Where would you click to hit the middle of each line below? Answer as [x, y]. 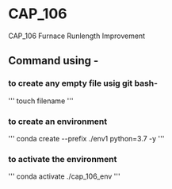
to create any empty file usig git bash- [83, 83]
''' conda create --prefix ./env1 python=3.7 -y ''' [86, 138]
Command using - [54, 61]
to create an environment [58, 121]
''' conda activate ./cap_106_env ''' [64, 176]
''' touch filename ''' [41, 101]
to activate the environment [63, 159]
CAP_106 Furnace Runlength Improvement [76, 36]
